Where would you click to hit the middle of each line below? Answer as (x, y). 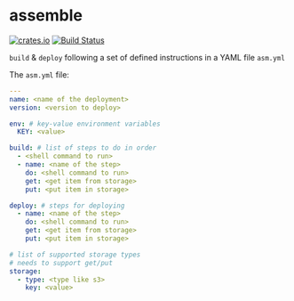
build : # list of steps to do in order (83, 148)
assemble (46, 16)
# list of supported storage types (75, 255)
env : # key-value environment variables (85, 124)
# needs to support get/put (61, 263)
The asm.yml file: (39, 74)
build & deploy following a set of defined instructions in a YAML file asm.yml (147, 57)
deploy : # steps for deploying (67, 206)
